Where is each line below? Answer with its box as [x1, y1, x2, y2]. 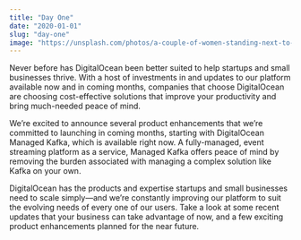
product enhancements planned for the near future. [9, 221, 200, 232]
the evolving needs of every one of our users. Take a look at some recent [9, 202, 279, 213]
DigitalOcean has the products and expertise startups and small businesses [9, 183, 288, 193]
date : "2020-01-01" [9, 21, 82, 30]
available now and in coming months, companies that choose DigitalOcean [9, 81, 285, 92]
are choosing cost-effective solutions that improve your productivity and [9, 91, 277, 102]
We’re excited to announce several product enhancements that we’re [9, 118, 263, 129]
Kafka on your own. [9, 166, 82, 176]
